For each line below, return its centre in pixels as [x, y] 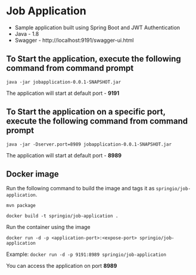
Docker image [32, 174]
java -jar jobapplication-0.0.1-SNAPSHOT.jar [63, 82]
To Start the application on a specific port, [86, 112]
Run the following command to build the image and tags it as [80, 189]
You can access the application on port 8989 [62, 266]
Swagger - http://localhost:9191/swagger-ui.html [74, 40]
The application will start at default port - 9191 [63, 93]
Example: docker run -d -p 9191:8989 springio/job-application [86, 254]
